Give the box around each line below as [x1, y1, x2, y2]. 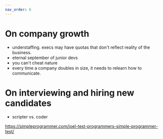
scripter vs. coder [12, 114, 48, 119]
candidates [5, 98, 52, 109]
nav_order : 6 [5, 7, 32, 12]
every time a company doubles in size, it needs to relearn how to [12, 65, 142, 71]
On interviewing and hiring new [5, 87, 135, 98]
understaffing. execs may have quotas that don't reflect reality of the [12, 44, 150, 50]
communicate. [12, 70, 41, 76]
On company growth [5, 28, 90, 39]
